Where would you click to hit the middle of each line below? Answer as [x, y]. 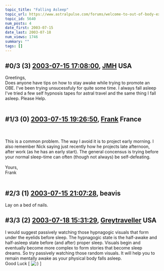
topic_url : [16, 14]
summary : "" [17, 42]
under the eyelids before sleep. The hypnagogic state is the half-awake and [81, 237]
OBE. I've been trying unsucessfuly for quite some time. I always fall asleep [81, 88]
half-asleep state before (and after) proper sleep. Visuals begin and [73, 243]
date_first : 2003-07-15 [29, 28]
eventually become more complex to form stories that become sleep [74, 247]
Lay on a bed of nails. [27, 205]
